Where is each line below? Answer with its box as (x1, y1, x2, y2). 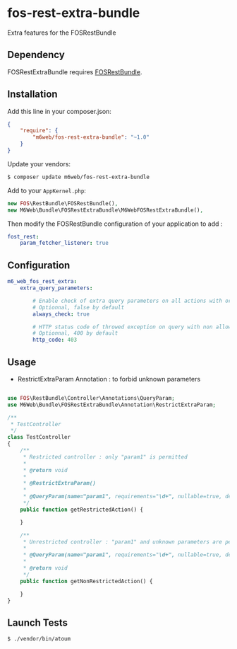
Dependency (7, 49, 65, 61)
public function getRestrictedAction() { (20, 506, 143, 513)
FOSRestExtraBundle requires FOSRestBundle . (7, 67, 142, 76)
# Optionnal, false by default (32, 304, 125, 311)
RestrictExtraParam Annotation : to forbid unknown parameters (17, 374, 201, 383)
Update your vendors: (7, 159, 71, 168)
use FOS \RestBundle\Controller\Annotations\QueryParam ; (7, 394, 175, 401)
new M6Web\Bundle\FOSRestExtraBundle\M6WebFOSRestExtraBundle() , (7, 207, 203, 214)
